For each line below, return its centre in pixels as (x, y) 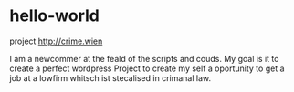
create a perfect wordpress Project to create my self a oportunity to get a (147, 68)
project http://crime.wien (56, 41)
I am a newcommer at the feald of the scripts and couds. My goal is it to (144, 58)
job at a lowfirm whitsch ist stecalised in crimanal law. (110, 77)
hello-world (55, 16)
